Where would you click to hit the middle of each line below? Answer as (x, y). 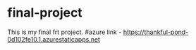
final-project (45, 13)
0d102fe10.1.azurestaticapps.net (54, 39)
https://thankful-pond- (156, 32)
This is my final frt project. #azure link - (65, 32)
